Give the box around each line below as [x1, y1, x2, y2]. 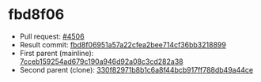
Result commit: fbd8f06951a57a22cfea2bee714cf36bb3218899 [19, 39, 227, 49]
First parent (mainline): [19, 48, 94, 58]
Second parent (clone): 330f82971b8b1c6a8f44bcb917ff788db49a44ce [19, 65, 254, 74]
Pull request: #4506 [19, 32, 85, 41]
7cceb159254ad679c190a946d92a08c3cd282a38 [19, 57, 183, 66]
